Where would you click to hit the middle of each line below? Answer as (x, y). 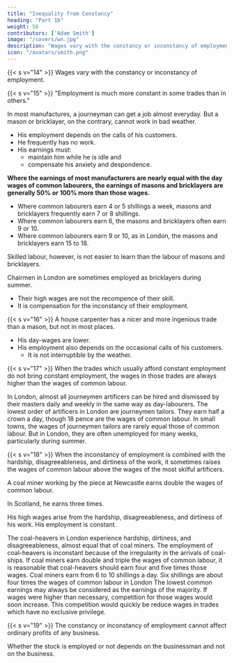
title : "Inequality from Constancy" (60, 14)
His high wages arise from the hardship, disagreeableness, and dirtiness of (115, 517)
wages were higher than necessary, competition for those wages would (110, 597)
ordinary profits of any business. (54, 632)
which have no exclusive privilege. (56, 612)
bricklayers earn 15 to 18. (53, 243)
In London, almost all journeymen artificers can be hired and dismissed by (113, 397)
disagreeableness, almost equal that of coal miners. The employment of (110, 545)
